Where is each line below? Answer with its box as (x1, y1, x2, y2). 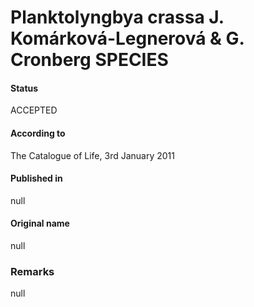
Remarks (10, 264, 55, 278)
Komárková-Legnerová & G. (10, 27, 245, 50)
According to (10, 127, 66, 139)
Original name (10, 217, 70, 230)
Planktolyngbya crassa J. (10, 6, 225, 29)
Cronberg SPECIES (10, 49, 169, 71)
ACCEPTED (10, 104, 58, 116)
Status (10, 82, 39, 94)
